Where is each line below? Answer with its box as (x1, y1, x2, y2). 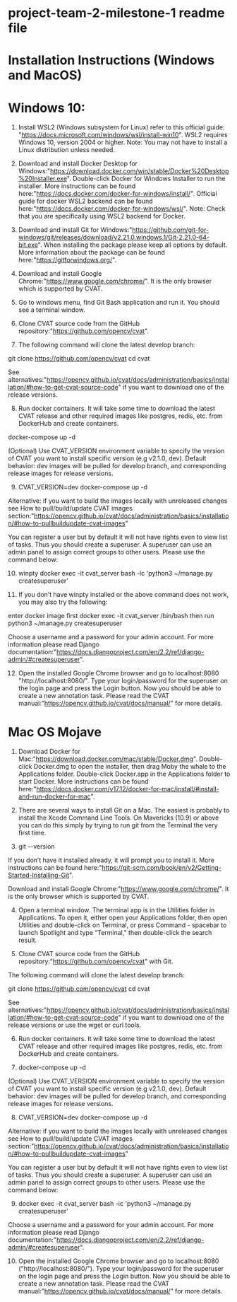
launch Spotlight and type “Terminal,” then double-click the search (18, 929, 212, 937)
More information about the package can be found (18, 248, 165, 257)
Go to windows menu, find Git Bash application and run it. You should (18, 298, 220, 307)
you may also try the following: (18, 598, 108, 606)
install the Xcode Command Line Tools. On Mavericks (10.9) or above (18, 813, 219, 822)
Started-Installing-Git (8, 871, 70, 880)
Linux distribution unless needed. (18, 146, 116, 154)
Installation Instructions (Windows (8, 52, 214, 69)
